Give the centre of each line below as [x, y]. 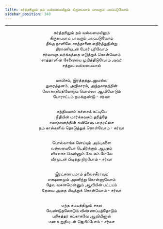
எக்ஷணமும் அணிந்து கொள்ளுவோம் [81, 179]
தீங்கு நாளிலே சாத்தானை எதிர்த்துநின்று [81, 43]
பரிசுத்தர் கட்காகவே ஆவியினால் [81, 216]
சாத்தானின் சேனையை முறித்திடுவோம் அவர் [81, 60]
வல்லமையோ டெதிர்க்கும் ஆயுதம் [81, 148]
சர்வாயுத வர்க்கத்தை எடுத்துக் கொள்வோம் [81, 54]
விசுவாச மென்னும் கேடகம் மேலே [81, 153]
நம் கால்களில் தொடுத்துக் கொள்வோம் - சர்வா [81, 128]
